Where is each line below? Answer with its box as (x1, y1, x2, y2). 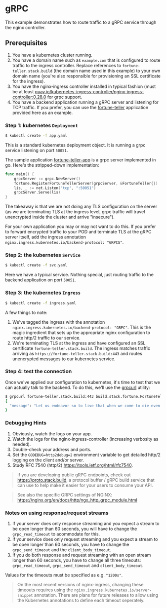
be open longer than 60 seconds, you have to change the (12, 541, 129, 547)
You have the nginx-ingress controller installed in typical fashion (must (12, 83, 156, 89)
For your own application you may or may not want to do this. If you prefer (5, 224, 156, 229)
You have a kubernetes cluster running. (12, 52, 93, 58)
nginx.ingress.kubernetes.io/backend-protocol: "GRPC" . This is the (12, 324, 151, 330)
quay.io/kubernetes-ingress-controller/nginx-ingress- (35, 88, 144, 94)
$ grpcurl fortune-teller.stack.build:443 (5, 394, 94, 399)
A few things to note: (5, 309, 48, 315)
